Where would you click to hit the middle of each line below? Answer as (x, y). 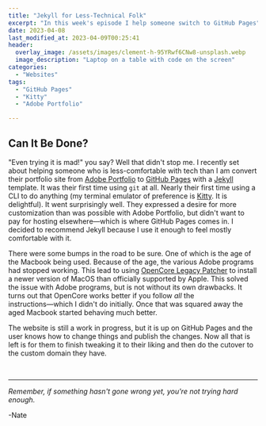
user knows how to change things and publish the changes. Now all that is (129, 336)
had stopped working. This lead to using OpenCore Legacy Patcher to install (133, 270)
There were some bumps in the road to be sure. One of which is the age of (130, 253)
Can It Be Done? (48, 143)
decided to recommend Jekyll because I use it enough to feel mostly (120, 229)
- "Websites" (37, 75)
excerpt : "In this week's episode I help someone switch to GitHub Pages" (134, 23)
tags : (17, 82)
